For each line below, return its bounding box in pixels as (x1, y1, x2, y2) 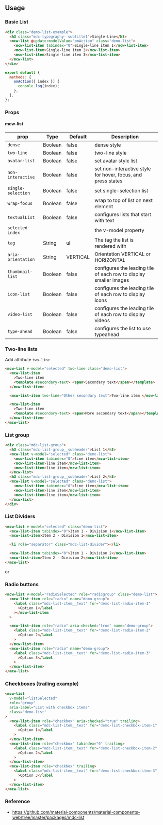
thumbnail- (7, 269, 33, 275)
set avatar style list (94, 157, 137, 164)
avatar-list (7, 158, 35, 163)
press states (94, 177, 123, 184)
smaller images (94, 276, 130, 283)
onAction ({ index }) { (14, 79, 60, 84)
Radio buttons (5, 581, 39, 588)
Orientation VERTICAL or (94, 251, 151, 257)
